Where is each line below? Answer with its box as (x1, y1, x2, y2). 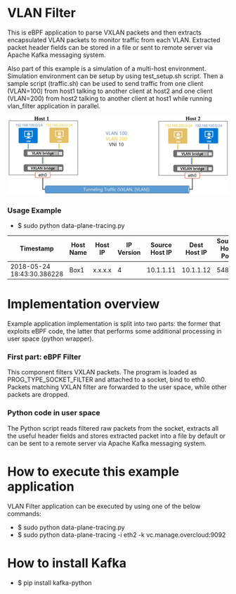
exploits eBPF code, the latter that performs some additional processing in (7, 327, 223, 336)
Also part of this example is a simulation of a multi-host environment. (7, 64, 206, 72)
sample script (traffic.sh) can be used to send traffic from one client (7, 79, 204, 87)
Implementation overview (7, 296, 160, 312)
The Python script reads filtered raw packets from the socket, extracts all (7, 424, 219, 432)
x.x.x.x (93, 266, 112, 274)
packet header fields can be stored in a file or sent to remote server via (7, 43, 213, 51)
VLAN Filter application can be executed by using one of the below (7, 502, 201, 510)
